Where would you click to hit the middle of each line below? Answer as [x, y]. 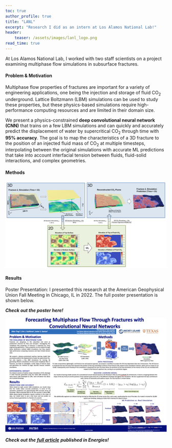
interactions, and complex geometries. [46, 161]
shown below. [20, 300]
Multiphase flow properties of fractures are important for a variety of [78, 87]
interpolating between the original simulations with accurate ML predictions [85, 150]
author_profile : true [28, 16]
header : [14, 33]
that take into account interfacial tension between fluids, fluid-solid [76, 155]
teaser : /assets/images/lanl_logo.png [56, 38]
